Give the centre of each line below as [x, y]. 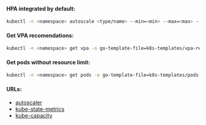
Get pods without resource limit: [48, 62]
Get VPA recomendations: [40, 35]
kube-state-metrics [40, 109]
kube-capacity [34, 116]
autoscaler [29, 103]
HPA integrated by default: [41, 9]
